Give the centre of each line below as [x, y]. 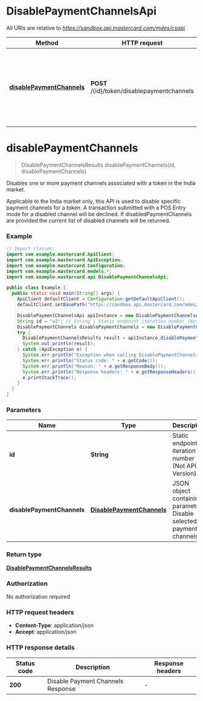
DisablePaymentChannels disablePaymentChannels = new [86, 327]
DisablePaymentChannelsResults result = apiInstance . [92, 338]
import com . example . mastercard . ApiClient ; [60, 255]
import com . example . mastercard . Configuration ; [66, 265]
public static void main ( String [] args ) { [66, 294]
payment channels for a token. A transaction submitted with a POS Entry [96, 208]
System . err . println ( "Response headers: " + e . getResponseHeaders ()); [111, 372]
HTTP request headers [40, 612]
